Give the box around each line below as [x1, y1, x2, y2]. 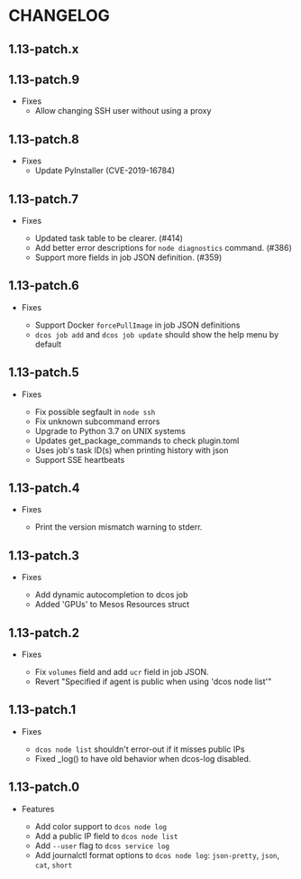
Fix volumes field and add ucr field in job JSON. [34, 667, 209, 678]
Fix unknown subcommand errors [34, 416, 160, 427]
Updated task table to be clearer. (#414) [34, 233, 184, 244]
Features [21, 803, 55, 814]
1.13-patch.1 [8, 702, 77, 717]
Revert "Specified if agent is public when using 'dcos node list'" [34, 676, 272, 687]
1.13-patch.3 [8, 548, 80, 563]
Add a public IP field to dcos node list [34, 830, 178, 841]
